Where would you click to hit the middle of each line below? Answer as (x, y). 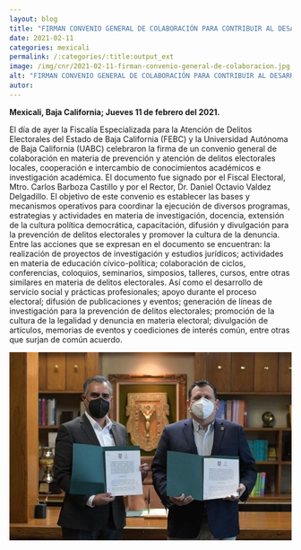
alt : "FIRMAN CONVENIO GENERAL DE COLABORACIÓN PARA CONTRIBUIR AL (138, 76)
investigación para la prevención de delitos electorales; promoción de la (142, 311)
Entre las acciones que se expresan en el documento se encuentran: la (140, 244)
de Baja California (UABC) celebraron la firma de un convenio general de (143, 148)
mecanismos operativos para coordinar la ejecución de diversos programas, (150, 206)
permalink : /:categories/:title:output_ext (92, 57)
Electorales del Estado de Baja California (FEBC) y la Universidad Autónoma (149, 138)
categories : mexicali (50, 48)
